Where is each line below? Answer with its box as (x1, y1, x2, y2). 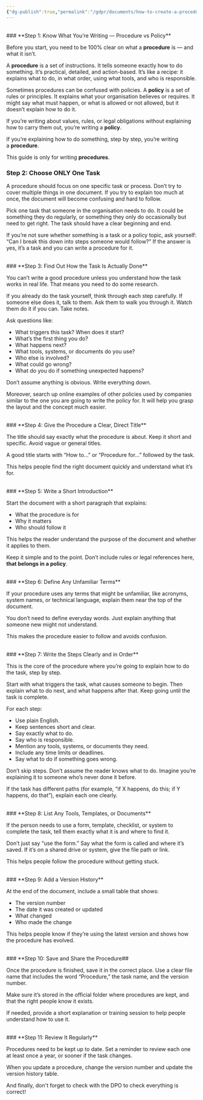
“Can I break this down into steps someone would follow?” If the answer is (6, 238, 192, 245)
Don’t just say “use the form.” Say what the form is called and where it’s (6, 840, 184, 847)
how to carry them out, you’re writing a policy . (6, 123, 122, 131)
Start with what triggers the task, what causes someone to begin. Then (6, 681, 183, 688)
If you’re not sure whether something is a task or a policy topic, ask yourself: (6, 231, 197, 239)
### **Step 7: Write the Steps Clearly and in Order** (6, 650, 139, 658)
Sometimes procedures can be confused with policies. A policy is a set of (6, 86, 190, 94)
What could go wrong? (14, 360, 72, 367)
